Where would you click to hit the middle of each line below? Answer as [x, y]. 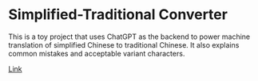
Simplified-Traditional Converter [118, 15]
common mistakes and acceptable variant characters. [97, 53]
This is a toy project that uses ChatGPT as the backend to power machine [129, 37]
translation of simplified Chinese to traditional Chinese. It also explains [124, 44]
